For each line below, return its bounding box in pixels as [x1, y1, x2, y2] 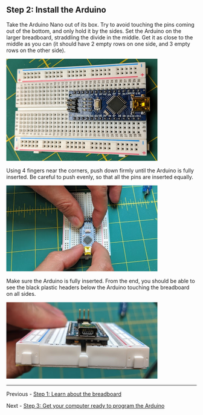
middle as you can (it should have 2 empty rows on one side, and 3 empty [6, 40, 190, 47]
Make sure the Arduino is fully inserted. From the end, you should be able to [6, 277, 195, 284]
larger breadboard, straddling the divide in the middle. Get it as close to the [6, 33, 193, 41]
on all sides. [6, 290, 36, 297]
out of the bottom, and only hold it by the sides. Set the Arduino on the [6, 27, 182, 34]
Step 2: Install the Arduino [6, 5, 107, 15]
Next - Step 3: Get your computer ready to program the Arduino [6, 402, 165, 409]
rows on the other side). [6, 47, 66, 54]
